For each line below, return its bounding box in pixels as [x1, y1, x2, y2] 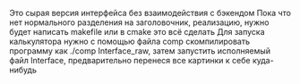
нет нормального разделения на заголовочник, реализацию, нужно [9, 17, 270, 28]
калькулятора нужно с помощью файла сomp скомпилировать [9, 36, 251, 46]
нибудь [9, 64, 38, 75]
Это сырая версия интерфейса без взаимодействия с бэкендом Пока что [9, 8, 291, 18]
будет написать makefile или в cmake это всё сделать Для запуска [9, 27, 265, 37]
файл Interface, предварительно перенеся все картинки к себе [9, 55, 251, 65]
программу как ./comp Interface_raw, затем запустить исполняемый [9, 46, 271, 56]
